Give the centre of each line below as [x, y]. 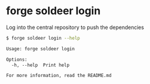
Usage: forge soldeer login [41, 49]
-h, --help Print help [40, 65]
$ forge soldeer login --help [43, 38]
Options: [17, 59]
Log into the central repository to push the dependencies [75, 27]
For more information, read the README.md [59, 76]
